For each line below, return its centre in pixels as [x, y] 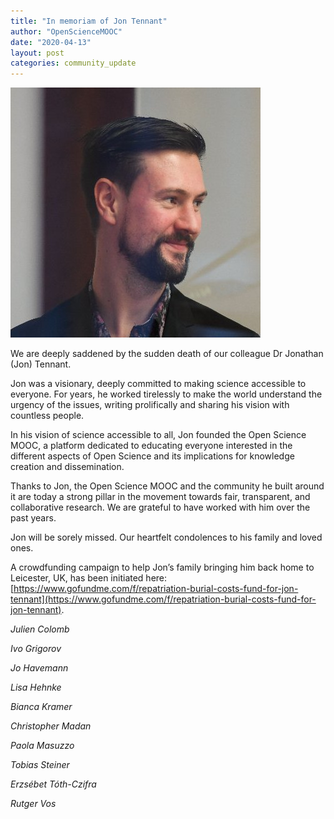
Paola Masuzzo [42, 746]
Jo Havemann [39, 668]
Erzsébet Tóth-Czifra [53, 784]
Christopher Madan [51, 726]
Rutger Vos [33, 804]
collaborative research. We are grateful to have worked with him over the [160, 507]
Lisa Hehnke [36, 687]
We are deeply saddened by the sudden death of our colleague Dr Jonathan [167, 354]
